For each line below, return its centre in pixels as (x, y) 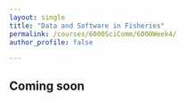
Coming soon (47, 86)
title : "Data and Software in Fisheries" (87, 26)
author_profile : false (51, 42)
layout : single (37, 17)
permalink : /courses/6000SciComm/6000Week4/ (93, 34)
